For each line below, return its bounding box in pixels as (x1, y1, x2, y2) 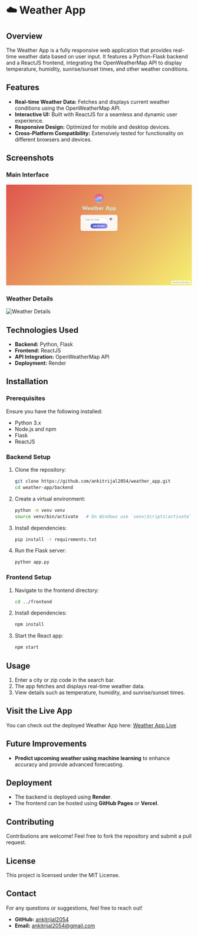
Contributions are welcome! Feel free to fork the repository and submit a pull (6, 832, 192, 840)
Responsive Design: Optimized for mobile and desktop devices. (14, 123, 171, 130)
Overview (6, 31, 43, 41)
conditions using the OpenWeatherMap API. (14, 104, 121, 112)
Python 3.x (14, 419, 41, 426)
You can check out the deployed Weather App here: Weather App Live (6, 721, 177, 728)
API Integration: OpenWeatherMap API (14, 354, 110, 361)
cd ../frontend (14, 599, 52, 604)
